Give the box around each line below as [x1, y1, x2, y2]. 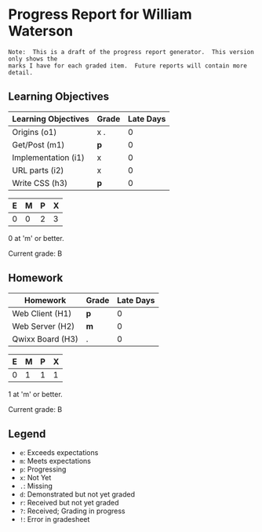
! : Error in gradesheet [19, 515, 90, 524]
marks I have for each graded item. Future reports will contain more [8, 61, 247, 70]
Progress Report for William [8, 5, 192, 24]
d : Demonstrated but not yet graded [19, 490, 136, 499]
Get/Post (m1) [12, 139, 65, 150]
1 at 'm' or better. [8, 389, 63, 399]
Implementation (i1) [12, 151, 85, 162]
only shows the [8, 55, 58, 63]
